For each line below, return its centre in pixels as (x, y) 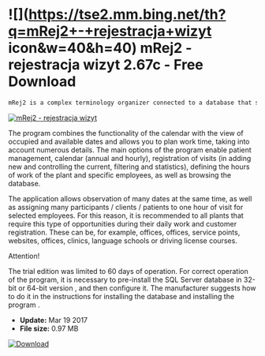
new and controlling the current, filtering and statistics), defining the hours (129, 167)
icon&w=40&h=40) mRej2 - (100, 48)
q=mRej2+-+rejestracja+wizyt (110, 31)
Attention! (24, 256)
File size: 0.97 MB (49, 328)
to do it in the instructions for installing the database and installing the (121, 296)
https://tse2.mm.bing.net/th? (127, 15)
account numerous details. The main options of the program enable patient (130, 150)
